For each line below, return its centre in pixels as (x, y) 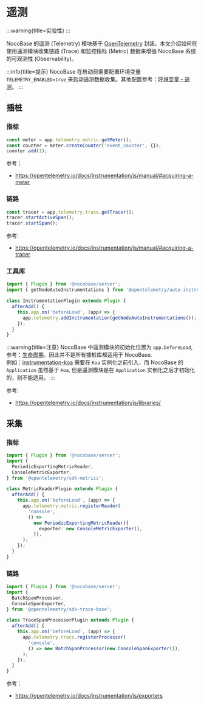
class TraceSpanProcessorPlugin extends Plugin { (70, 620)
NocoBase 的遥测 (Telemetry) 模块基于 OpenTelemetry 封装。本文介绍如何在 (102, 43)
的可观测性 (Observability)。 (42, 58)
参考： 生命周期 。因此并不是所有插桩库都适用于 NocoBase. (79, 355)
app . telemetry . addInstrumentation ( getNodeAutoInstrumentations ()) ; (110, 318)
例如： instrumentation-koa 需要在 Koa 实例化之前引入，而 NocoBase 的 (95, 362)
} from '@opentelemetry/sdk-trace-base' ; (59, 609)
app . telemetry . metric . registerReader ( (71, 506)
